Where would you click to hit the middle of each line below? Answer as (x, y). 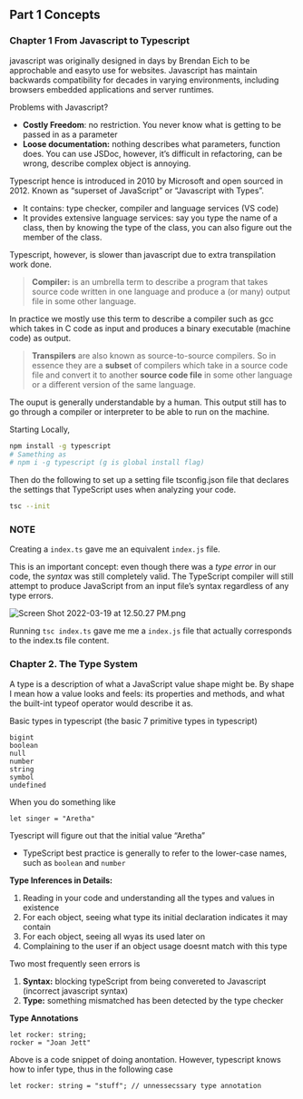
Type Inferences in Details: (61, 880)
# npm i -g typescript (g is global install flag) (107, 463)
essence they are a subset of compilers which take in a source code (160, 365)
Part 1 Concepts (55, 15)
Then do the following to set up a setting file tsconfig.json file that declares (149, 480)
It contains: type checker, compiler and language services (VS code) (151, 208)
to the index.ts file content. (59, 641)
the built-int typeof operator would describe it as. (101, 703)
